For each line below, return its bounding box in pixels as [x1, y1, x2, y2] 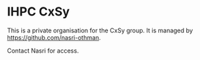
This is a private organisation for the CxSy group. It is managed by [7, 26, 193, 34]
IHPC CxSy [7, 4, 70, 20]
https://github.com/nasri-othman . [7, 33, 101, 41]
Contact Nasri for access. [7, 47, 79, 55]
